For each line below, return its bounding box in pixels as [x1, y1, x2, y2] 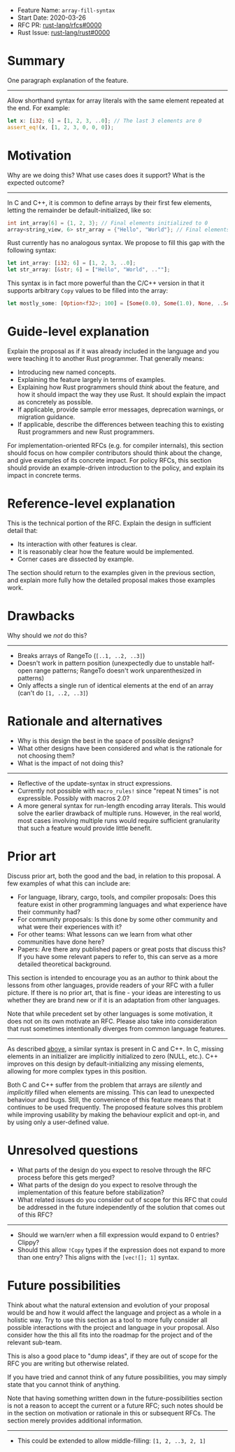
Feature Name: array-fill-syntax [17, 6, 115, 14]
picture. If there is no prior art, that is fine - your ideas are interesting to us [7, 988, 222, 996]
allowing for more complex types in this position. [7, 1067, 148, 1075]
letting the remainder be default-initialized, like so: [7, 206, 152, 214]
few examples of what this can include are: [7, 879, 131, 887]
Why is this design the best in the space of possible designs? [17, 737, 194, 745]
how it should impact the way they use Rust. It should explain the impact [17, 390, 226, 399]
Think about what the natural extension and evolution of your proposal [7, 1300, 210, 1309]
